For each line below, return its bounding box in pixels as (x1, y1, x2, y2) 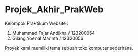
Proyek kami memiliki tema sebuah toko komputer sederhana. (5, 45, 133, 51)
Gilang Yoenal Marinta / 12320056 (12, 35, 84, 41)
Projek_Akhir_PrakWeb (5, 4, 104, 15)
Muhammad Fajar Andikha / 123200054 (12, 30, 95, 36)
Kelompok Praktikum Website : (5, 20, 69, 26)
